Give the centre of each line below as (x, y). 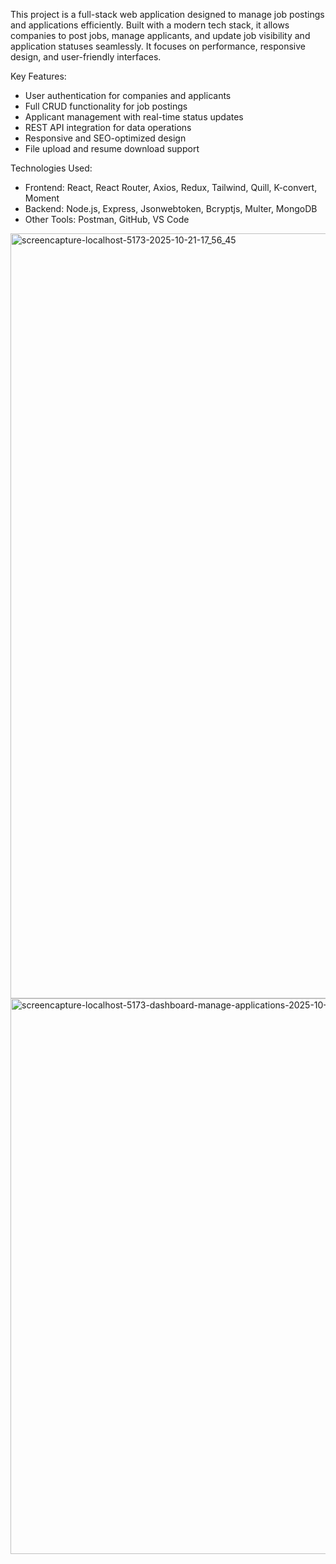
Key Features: (38, 76)
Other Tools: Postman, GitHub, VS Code (107, 219)
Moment (42, 198)
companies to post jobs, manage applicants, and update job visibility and (160, 35)
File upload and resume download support (112, 148)
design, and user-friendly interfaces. (86, 57)
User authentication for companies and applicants (128, 95)
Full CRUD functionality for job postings (106, 106)
